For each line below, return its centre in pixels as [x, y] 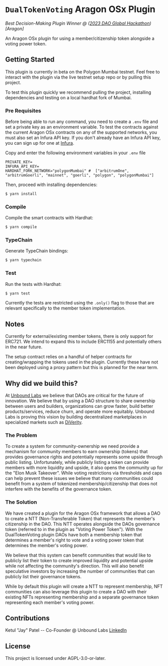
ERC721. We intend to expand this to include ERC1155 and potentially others [83, 342]
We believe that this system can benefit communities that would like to [78, 555]
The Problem [21, 435]
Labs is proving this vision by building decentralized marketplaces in [76, 417]
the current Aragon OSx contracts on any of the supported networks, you [81, 133]
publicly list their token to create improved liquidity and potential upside [79, 560]
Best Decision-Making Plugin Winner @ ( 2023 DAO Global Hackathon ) [78, 23]
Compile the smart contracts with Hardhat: [49, 218]
